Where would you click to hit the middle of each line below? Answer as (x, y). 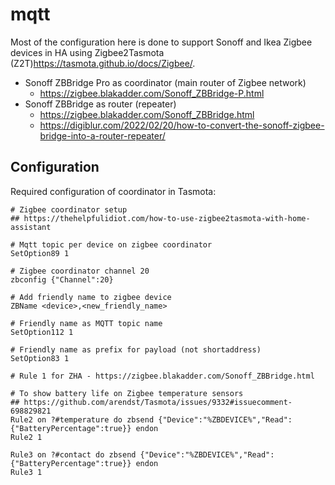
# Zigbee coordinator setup (69, 209)
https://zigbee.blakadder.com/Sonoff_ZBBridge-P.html (152, 93)
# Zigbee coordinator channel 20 (80, 271)
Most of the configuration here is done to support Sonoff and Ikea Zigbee (161, 42)
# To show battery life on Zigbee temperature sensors (127, 393)
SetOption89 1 (40, 253)
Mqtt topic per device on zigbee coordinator (116, 244)
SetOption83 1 (40, 358)
